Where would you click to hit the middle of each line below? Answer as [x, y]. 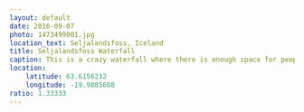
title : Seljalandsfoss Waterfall [72, 51]
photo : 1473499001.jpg [52, 34]
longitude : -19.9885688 [71, 85]
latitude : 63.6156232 [66, 77]
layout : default [40, 18]
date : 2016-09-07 [42, 26]
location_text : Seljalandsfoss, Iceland [87, 43]
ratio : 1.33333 [38, 93]
